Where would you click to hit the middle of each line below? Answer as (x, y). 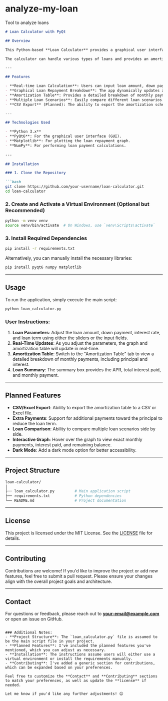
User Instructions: (28, 322)
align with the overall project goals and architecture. (59, 581)
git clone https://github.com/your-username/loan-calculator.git (74, 187)
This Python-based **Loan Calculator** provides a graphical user (76, 50)
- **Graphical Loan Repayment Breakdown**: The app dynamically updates (82, 91)
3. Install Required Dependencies (46, 238)
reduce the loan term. (35, 423)
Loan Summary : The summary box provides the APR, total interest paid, (86, 370)
